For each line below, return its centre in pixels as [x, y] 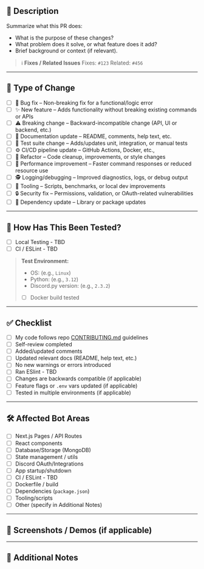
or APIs [24, 116]
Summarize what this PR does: [45, 26]
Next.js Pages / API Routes [49, 436]
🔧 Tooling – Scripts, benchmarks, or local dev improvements [90, 186]
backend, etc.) [33, 130]
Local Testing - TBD [40, 242]
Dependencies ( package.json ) [52, 491]
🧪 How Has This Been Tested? [64, 227]
